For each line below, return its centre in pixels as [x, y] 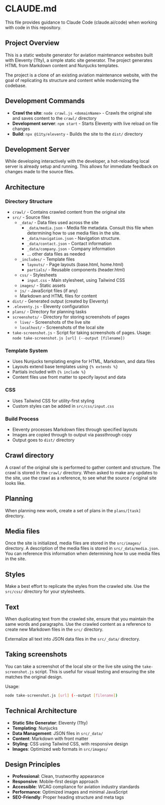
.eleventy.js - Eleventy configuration [51, 307]
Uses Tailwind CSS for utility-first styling [53, 401]
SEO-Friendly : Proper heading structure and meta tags [68, 797]
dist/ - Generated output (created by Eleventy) [60, 301]
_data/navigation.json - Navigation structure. [74, 238]
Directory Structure [29, 201]
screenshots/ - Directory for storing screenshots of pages [71, 317]
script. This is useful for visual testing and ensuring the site [95, 671]
